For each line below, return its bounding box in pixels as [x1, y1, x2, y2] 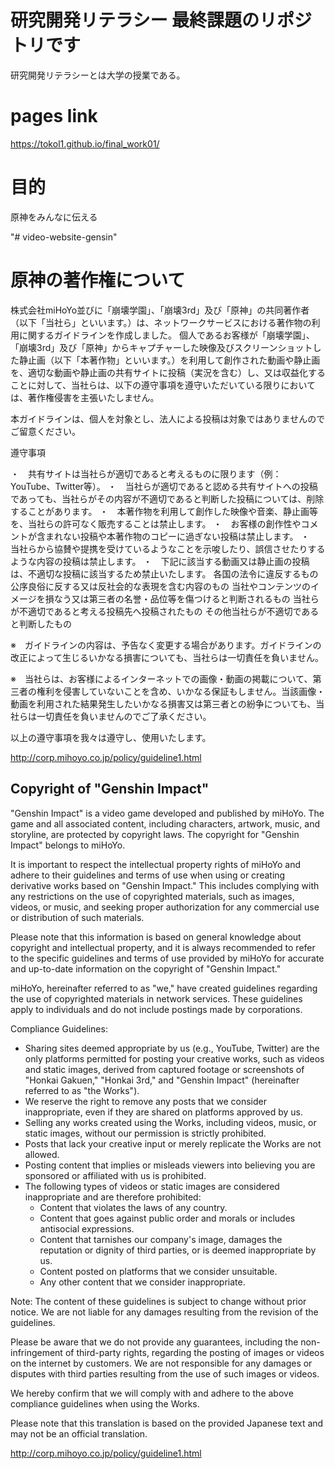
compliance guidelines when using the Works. [10, 1397, 200, 1410]
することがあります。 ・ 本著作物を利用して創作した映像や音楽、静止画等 [10, 505, 319, 517]
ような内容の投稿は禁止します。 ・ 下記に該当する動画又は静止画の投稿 [10, 555, 310, 567]
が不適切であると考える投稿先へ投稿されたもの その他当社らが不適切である [10, 605, 320, 617]
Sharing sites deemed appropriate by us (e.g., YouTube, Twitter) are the [24, 1042, 320, 1054]
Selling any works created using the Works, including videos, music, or [24, 1116, 317, 1128]
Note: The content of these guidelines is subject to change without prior [10, 1295, 307, 1307]
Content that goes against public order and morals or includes [39, 1212, 296, 1224]
